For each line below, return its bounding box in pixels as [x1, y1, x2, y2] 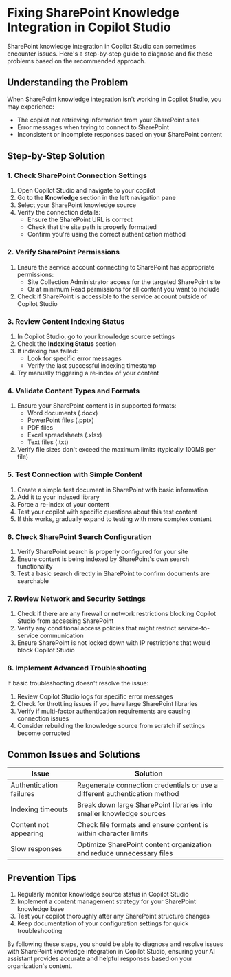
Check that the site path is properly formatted [27, 223, 157, 231]
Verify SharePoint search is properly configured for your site [16, 547, 188, 556]
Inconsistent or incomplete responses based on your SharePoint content [16, 130, 222, 138]
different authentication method [76, 789, 179, 799]
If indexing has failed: [16, 347, 78, 355]
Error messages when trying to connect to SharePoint [16, 122, 170, 131]
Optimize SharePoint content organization [76, 840, 212, 850]
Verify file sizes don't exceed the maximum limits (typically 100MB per [16, 446, 217, 454]
